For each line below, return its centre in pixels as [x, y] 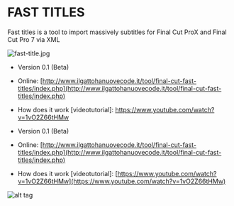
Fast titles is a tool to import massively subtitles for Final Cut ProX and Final [117, 32]
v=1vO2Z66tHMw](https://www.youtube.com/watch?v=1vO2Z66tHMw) [122, 181]
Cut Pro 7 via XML [34, 39]
